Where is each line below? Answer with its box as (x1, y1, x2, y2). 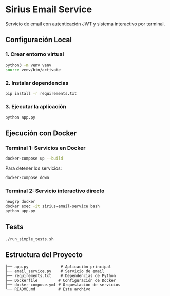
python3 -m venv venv (5, 63, 52, 68)
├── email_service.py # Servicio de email (5, 268, 104, 274)
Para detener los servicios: (5, 165, 62, 171)
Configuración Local (5, 35, 72, 44)
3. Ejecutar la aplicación (5, 103, 67, 110)
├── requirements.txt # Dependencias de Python (5, 273, 116, 278)
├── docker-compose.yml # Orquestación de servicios (5, 282, 121, 287)
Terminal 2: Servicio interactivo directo (5, 187, 105, 194)
